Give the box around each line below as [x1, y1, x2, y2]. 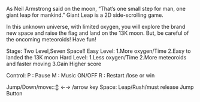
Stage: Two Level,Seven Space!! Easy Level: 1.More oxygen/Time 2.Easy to [6, 47, 191, 55]
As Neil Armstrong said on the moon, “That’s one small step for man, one [6, 5, 186, 12]
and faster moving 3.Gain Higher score [6, 60, 102, 67]
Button [6, 90, 23, 97]
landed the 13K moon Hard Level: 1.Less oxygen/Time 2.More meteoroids [6, 54, 187, 61]
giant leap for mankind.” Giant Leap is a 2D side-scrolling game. [6, 11, 163, 19]
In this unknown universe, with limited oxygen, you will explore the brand [6, 23, 186, 30]
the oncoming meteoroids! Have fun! [6, 36, 97, 43]
